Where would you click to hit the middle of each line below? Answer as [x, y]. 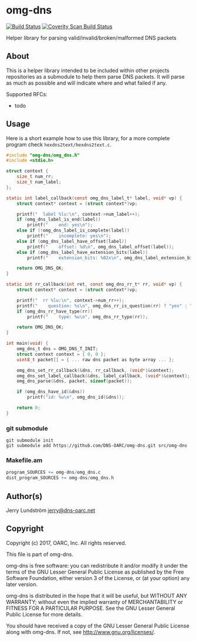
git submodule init [30, 440]
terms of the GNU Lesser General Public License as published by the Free [95, 572]
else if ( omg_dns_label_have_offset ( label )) [72, 241]
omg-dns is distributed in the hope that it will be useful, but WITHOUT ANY [97, 595]
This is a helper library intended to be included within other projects [88, 70]
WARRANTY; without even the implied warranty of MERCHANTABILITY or [95, 602]
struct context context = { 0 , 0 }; [62, 354]
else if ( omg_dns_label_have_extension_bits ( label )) [82, 252]
